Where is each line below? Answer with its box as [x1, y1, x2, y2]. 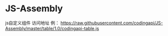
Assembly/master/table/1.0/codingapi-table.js [5, 25, 99, 31]
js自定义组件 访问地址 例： [5, 20, 60, 26]
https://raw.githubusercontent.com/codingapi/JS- [60, 20, 163, 26]
